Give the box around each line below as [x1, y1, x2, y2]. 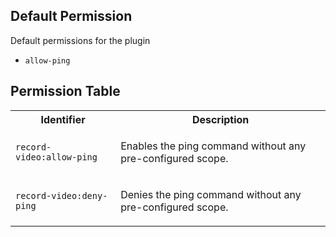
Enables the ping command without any [120, 139, 307, 153]
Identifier [40, 112, 86, 126]
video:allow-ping [15, 151, 98, 163]
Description [191, 112, 250, 126]
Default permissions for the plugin [10, 34, 151, 46]
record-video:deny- [15, 190, 108, 201]
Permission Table [10, 83, 121, 100]
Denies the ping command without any [120, 187, 302, 201]
